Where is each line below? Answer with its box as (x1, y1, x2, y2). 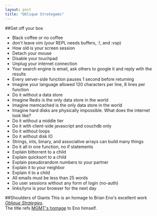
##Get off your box (5, 25, 43, 31)
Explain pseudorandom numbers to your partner (12, 159, 108, 165)
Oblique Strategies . (5, 200, 44, 206)
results (12, 71, 26, 77)
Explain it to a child (12, 170, 50, 175)
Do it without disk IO (12, 133, 53, 139)
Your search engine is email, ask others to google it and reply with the (12, 65, 152, 71)
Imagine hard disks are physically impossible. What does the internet (12, 107, 150, 113)
